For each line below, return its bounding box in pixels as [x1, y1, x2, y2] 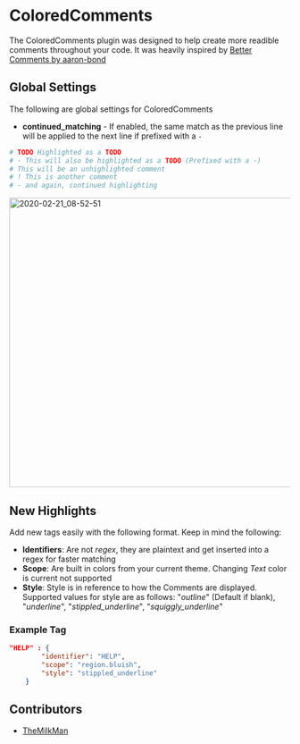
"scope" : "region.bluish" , [41, 660, 142, 669]
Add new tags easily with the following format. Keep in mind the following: [9, 527, 282, 537]
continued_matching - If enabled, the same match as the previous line [21, 121, 284, 131]
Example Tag [9, 623, 67, 636]
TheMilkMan [21, 725, 69, 736]
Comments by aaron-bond [9, 54, 107, 64]
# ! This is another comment [9, 173, 118, 182]
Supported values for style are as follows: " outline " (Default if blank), [21, 591, 276, 602]
